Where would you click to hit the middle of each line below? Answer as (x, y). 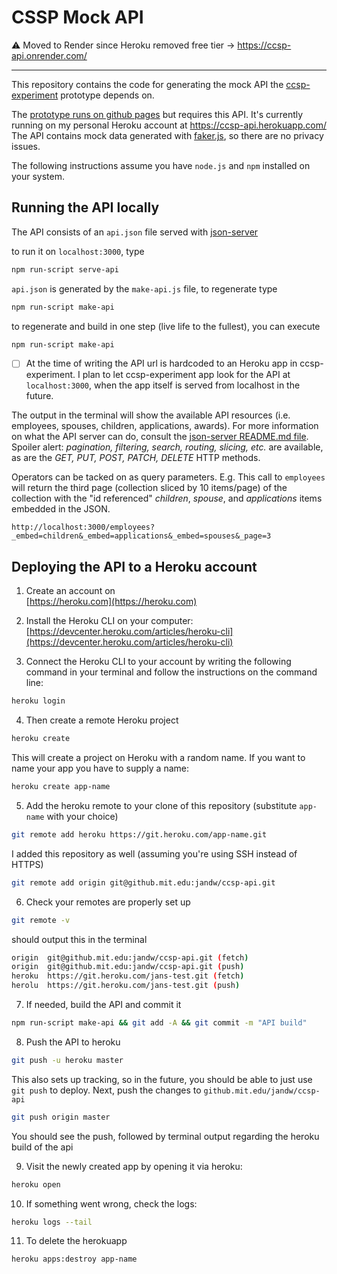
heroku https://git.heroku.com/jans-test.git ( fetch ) (128, 976)
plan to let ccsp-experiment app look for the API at (186, 375)
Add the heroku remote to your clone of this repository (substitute (161, 805)
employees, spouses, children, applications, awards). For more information (165, 426)
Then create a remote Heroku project (102, 720)
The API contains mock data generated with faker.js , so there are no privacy (167, 135)
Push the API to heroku (73, 1042)
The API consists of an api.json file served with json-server (135, 232)
